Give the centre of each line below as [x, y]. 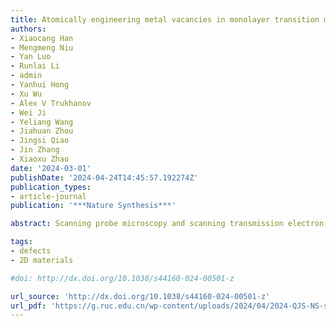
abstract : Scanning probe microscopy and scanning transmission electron [167, 224]
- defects [31, 251]
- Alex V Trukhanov [51, 103]
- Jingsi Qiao [40, 141]
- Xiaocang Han [42, 38]
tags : [21, 242]
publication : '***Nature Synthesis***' [93, 206]
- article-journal [48, 196]
